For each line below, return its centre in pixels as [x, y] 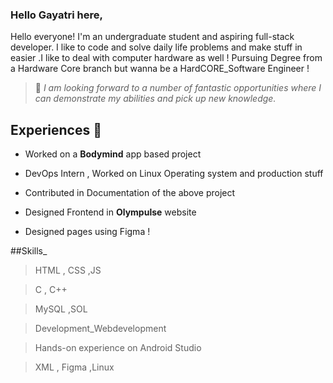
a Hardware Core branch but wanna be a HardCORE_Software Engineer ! [160, 69]
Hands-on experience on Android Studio [118, 348]
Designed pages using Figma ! [87, 232]
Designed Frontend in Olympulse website [110, 212]
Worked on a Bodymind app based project [113, 154]
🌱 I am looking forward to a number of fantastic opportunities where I [178, 88]
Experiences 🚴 [56, 129]
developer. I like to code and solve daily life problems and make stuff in [156, 47]
